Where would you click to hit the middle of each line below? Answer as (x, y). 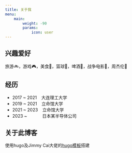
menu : (11, 14)
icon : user (42, 32)
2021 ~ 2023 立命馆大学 (38, 110)
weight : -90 (35, 23)
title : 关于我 (18, 10)
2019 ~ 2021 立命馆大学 (38, 103)
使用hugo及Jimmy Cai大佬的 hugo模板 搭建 (47, 146)
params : (30, 28)
